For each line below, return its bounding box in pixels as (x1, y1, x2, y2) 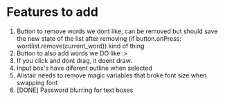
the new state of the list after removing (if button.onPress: (16, 34, 181, 42)
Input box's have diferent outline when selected (16, 64, 153, 72)
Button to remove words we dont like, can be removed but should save (16, 27, 218, 35)
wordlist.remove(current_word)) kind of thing (16, 42, 145, 50)
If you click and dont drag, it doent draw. (16, 56, 132, 64)
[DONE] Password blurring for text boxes (16, 86, 134, 94)
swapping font (16, 78, 58, 86)
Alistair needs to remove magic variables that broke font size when (16, 71, 207, 80)
